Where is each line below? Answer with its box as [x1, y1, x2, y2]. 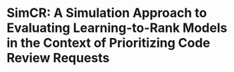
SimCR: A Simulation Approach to [6, 5, 207, 21]
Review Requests [6, 50, 110, 66]
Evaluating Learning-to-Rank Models [6, 20, 228, 36]
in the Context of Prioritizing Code [6, 35, 211, 51]
